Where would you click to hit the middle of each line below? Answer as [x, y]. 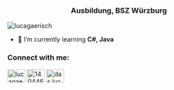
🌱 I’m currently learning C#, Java [66, 39]
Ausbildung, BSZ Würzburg [119, 11]
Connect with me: [39, 58]
